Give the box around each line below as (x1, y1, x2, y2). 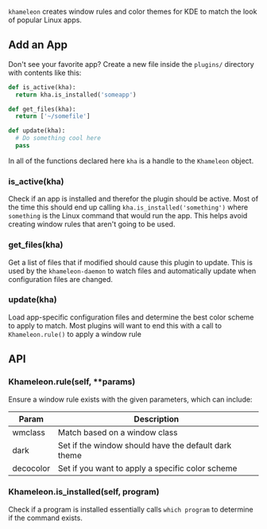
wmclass (12, 426, 45, 437)
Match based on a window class (58, 426, 178, 437)
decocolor (12, 462, 51, 473)
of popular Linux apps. (8, 15, 82, 25)
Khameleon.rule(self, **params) (8, 376, 136, 387)
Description (133, 413, 180, 425)
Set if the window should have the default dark (58, 440, 232, 451)
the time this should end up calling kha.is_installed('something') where (8, 202, 249, 212)
